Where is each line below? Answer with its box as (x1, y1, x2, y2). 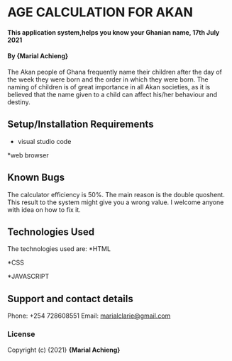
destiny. (7, 97, 31, 106)
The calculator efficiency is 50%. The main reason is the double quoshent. (7, 190, 225, 199)
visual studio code (17, 137, 72, 145)
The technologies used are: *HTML (7, 245, 111, 253)
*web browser (7, 150, 49, 160)
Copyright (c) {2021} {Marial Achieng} (7, 345, 121, 354)
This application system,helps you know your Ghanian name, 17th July (7, 28, 220, 36)
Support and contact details (7, 292, 133, 305)
